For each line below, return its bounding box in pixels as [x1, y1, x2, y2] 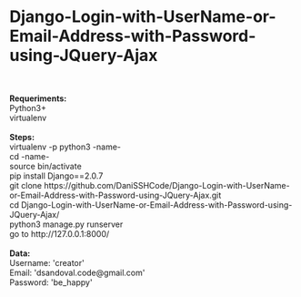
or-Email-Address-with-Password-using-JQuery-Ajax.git [9, 189, 222, 200]
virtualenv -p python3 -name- [9, 141, 121, 152]
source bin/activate [9, 160, 82, 171]
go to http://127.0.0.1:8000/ [9, 228, 110, 239]
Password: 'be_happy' [9, 276, 93, 288]
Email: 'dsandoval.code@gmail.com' [9, 267, 145, 278]
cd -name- [9, 150, 50, 161]
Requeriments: [9, 93, 67, 104]
